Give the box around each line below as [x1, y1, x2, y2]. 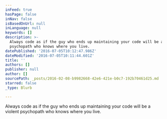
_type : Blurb [5, 85, 32, 90]
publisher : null [5, 67, 39, 72]
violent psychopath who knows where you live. [5, 108, 101, 114]
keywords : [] [5, 30, 32, 35]
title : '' [5, 58, 26, 63]
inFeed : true [5, 7, 32, 12]
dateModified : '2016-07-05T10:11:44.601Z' [5, 53, 94, 58]
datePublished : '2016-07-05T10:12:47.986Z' [5, 48, 97, 53]
